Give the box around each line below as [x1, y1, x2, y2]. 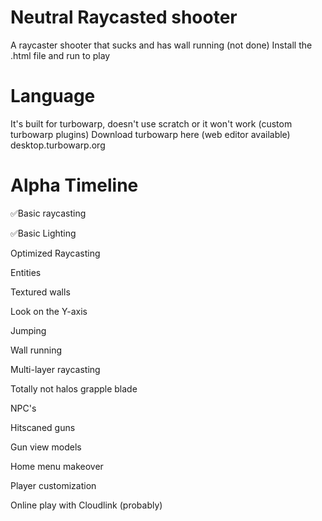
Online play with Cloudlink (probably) [10, 499, 163, 511]
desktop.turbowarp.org [10, 139, 106, 151]
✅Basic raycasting [10, 207, 87, 219]
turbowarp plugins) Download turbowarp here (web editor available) [10, 128, 291, 140]
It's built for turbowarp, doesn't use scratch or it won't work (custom [10, 117, 293, 130]
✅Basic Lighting [10, 227, 77, 239]
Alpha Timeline [10, 174, 139, 197]
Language [10, 85, 96, 108]
